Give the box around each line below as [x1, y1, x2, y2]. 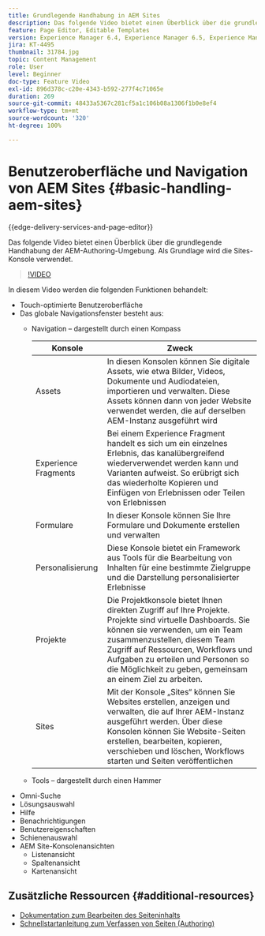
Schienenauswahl [19, 833, 77, 842]
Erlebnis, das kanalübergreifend [106, 447, 225, 459]
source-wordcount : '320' [8, 114, 90, 122]
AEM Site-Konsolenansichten [19, 841, 115, 851]
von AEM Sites [8, 179, 106, 197]
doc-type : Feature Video [8, 77, 90, 85]
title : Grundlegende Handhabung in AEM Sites [8, 11, 160, 20]
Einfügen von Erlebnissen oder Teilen [106, 487, 245, 498]
